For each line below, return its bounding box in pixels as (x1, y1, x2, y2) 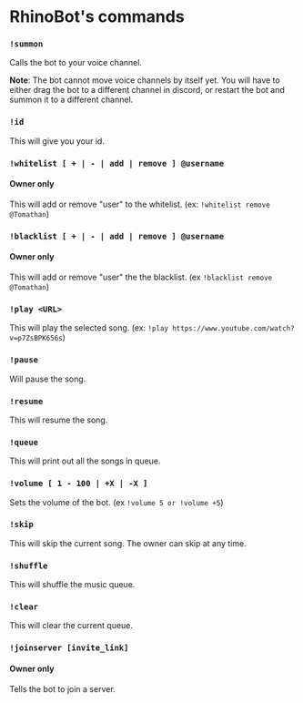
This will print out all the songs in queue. (9, 455, 161, 466)
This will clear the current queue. (9, 620, 134, 631)
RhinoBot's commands (9, 6, 185, 27)
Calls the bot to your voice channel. (9, 57, 143, 68)
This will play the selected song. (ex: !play (9, 322, 169, 333)
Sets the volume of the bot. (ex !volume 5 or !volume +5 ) (9, 496, 225, 507)
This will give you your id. (9, 135, 105, 147)
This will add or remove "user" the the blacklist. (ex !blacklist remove (9, 271, 273, 283)
